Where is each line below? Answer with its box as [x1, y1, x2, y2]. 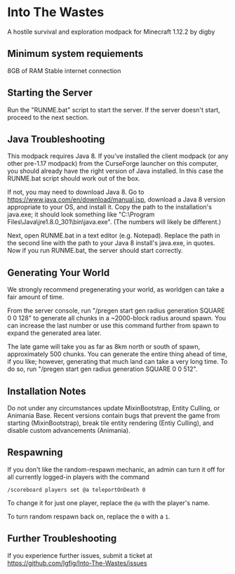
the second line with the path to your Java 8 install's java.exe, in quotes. [7, 239, 215, 247]
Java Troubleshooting [7, 133, 105, 145]
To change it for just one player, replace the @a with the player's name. [7, 498, 210, 507]
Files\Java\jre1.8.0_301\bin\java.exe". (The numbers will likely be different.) [7, 218, 222, 226]
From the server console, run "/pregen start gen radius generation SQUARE [7, 306, 225, 315]
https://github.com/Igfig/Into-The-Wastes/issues [7, 559, 147, 567]
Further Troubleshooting [7, 533, 117, 544]
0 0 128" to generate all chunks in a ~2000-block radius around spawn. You [7, 314, 227, 322]
